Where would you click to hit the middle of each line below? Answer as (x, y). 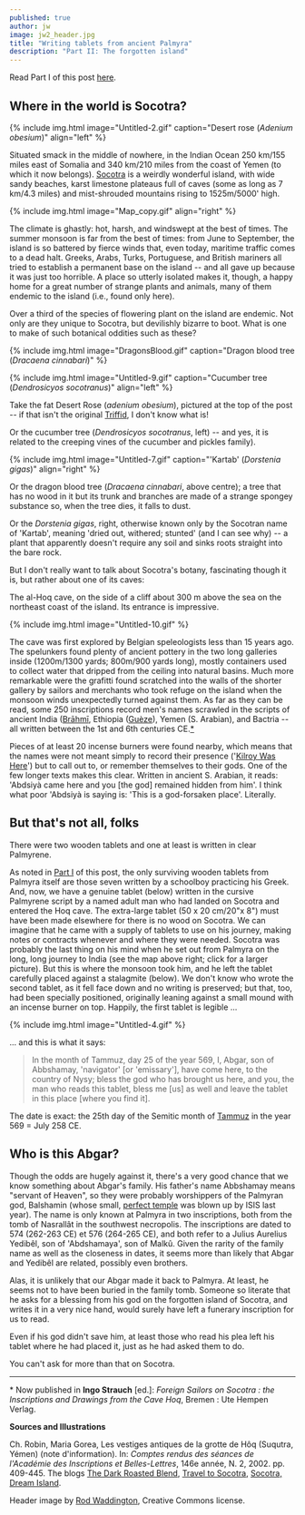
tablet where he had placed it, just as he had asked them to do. (127, 1346)
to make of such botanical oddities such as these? (103, 333)
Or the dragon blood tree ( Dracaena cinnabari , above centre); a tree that (145, 486)
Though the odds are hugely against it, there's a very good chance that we (149, 1176)
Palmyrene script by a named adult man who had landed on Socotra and (144, 901)
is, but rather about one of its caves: (77, 579)
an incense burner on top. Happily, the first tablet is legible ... (123, 1007)
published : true (40, 18)
